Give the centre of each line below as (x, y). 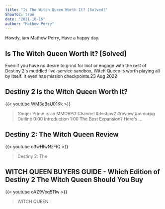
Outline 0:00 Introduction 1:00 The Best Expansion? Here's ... (80, 119)
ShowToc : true (20, 14)
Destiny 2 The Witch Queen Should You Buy (74, 180)
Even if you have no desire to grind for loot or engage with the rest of (76, 66)
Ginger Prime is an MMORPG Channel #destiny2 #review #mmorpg (86, 113)
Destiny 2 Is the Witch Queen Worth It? (67, 92)
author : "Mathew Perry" (30, 24)
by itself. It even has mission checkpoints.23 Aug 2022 (61, 76)
